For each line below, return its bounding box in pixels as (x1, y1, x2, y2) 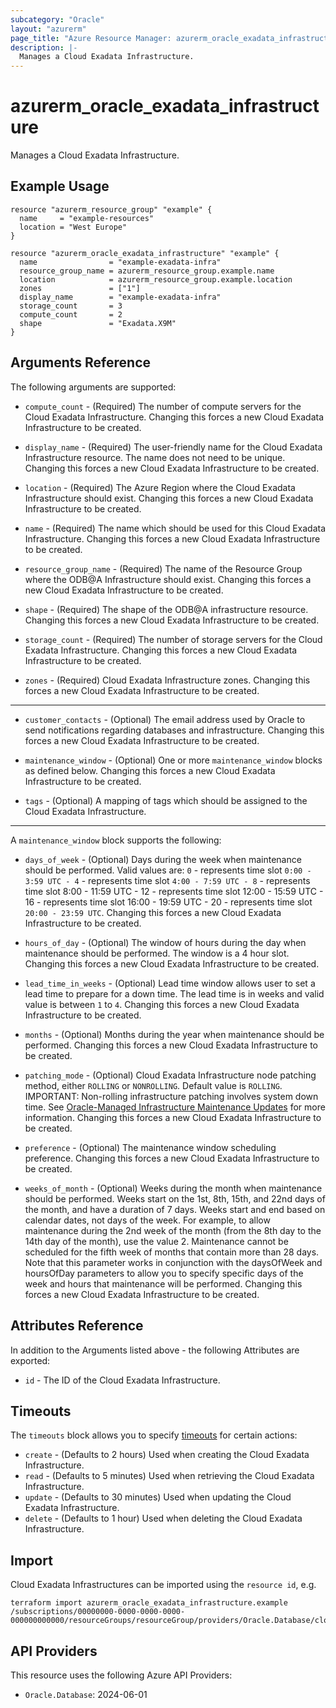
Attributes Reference (10, 1317, 144, 1335)
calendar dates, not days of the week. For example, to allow (24, 1214, 271, 1226)
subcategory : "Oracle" (10, 14, 105, 25)
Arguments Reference (10, 354, 152, 371)
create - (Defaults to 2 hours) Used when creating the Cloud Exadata (24, 1449, 310, 1461)
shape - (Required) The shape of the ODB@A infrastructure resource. (24, 603, 309, 615)
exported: (10, 1354, 51, 1366)
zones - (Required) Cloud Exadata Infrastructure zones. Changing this (24, 674, 311, 686)
